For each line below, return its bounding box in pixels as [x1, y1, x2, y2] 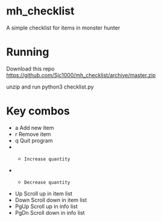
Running [6, 45, 49, 59]
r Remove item [14, 131, 51, 138]
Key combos [6, 104, 70, 118]
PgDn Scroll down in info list [14, 209, 86, 216]
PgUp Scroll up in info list [14, 203, 78, 210]
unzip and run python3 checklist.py [6, 83, 95, 90]
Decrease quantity [23, 179, 70, 185]
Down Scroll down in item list [14, 196, 87, 203]
